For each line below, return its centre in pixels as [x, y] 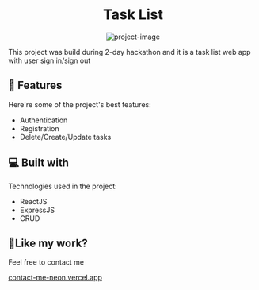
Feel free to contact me [46, 262]
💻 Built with [39, 163]
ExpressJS [37, 210]
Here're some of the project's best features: [80, 104]
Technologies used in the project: [63, 186]
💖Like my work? [48, 243]
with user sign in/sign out [50, 60]
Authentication [44, 120]
